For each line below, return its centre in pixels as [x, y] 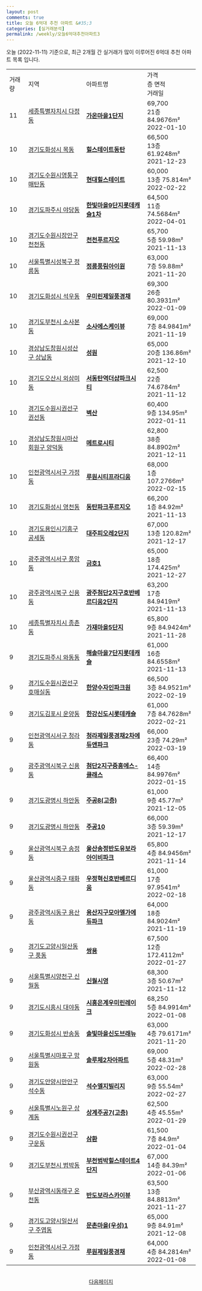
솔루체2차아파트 [108, 1060]
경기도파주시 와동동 [54, 658]
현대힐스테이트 [106, 180]
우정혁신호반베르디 [111, 879]
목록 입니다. [26, 60]
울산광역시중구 [47, 879]
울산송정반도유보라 [111, 849]
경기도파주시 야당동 [54, 210]
